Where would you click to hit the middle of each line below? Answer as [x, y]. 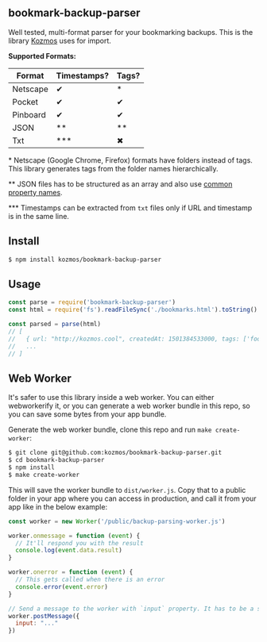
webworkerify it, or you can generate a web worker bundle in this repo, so [129, 406]
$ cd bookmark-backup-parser [56, 460]
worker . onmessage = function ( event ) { [74, 536]
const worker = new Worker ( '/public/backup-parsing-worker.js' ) [117, 521]
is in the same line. [39, 216]
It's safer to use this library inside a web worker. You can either [111, 398]
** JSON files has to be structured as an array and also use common [120, 184]
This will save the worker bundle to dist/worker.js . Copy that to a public [127, 490]
